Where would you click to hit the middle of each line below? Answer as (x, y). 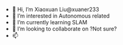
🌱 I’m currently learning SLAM (50, 22)
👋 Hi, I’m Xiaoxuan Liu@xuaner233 (55, 9)
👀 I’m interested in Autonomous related (61, 16)
